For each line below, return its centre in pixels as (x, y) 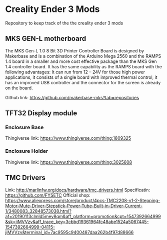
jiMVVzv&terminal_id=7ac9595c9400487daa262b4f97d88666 (69, 232)
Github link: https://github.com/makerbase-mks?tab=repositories (72, 97)
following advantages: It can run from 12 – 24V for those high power (75, 72)
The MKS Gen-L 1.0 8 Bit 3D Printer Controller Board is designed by (74, 50)
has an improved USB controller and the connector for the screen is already (83, 82)
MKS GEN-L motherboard (46, 39)
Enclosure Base (24, 127)
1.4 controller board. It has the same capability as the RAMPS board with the (84, 66)
